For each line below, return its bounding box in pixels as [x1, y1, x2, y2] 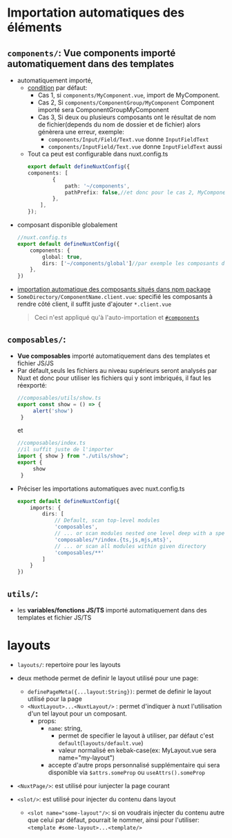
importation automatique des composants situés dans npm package [17, 285, 211, 293]
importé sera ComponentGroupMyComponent [37, 106, 169, 113]
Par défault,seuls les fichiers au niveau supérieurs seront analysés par [17, 366, 217, 374]
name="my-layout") [58, 753, 115, 762]
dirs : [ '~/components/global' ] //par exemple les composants [42, 259, 219, 267]
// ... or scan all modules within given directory [54, 543, 206, 549]
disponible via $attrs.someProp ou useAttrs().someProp [48, 768, 206, 776]
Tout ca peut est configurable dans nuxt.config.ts [27, 150, 168, 158]
